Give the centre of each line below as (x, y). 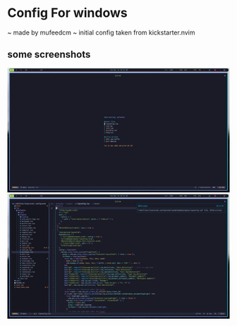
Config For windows (68, 13)
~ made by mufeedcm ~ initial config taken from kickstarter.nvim (101, 32)
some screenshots (49, 55)
